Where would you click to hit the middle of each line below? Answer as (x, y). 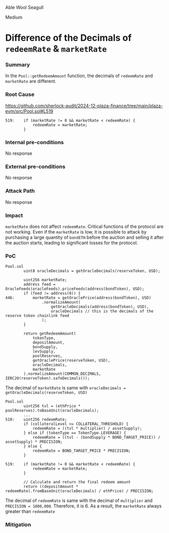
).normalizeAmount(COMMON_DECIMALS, (62, 374)
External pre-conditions (35, 167)
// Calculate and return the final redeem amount (77, 482)
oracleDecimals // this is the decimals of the (102, 311)
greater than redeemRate (30, 512)
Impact (14, 215)
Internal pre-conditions (35, 142)
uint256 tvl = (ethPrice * (52, 406)
